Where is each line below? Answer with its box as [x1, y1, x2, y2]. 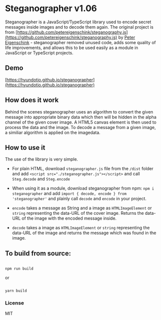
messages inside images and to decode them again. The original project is [5, 24, 154, 30]
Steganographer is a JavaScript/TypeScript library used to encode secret [5, 19, 151, 25]
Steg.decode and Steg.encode [12, 176, 70, 182]
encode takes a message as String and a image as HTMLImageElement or [12, 205, 152, 211]
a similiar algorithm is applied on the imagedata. [5, 129, 101, 135]
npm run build [5, 266, 34, 272]
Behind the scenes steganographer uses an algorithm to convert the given [5, 109, 154, 114]
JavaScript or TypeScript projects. [5, 49, 74, 56]
